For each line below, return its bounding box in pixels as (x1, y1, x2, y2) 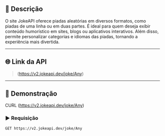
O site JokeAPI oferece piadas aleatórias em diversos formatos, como (5, 18, 146, 24)
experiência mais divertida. (5, 39, 60, 45)
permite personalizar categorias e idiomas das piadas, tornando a (5, 33, 138, 39)
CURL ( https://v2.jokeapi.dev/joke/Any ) (5, 103, 84, 109)
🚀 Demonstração (5, 89, 57, 98)
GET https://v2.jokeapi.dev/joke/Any (5, 126, 82, 131)
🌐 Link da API (5, 57, 47, 66)
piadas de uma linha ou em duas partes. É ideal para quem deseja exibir (5, 23, 151, 29)
